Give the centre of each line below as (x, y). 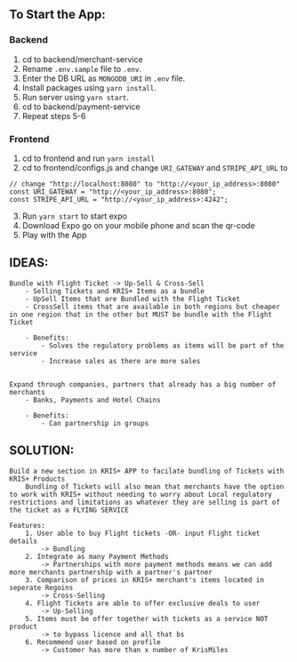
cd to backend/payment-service (81, 107)
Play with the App (54, 235)
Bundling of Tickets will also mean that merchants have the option (155, 487)
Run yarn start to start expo (74, 216)
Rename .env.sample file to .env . (82, 68)
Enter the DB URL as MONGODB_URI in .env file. (103, 78)
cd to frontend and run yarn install (88, 158)
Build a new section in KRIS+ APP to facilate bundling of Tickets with (147, 471)
